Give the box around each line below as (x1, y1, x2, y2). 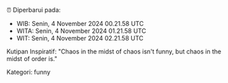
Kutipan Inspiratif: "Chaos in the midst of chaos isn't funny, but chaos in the (6, 47, 222, 56)
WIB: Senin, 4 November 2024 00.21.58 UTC (16, 20, 144, 27)
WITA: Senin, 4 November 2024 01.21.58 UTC (16, 27, 146, 35)
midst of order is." (6, 55, 58, 62)
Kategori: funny (6, 68, 51, 76)
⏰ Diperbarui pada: (6, 6, 61, 14)
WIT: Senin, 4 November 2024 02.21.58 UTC (16, 34, 144, 42)
